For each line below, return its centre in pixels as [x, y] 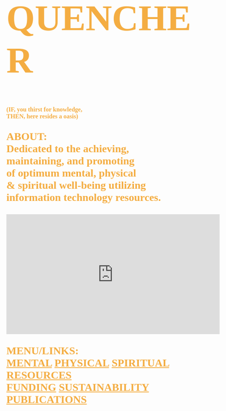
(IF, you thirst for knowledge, [44, 109]
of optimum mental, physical [71, 173]
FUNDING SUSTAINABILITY [78, 387]
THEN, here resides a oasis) [42, 116]
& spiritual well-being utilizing [76, 185]
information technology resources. [84, 197]
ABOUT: [27, 136]
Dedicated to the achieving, [68, 148]
